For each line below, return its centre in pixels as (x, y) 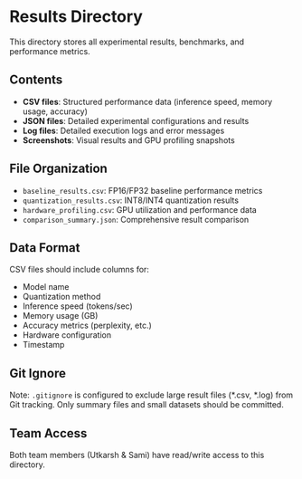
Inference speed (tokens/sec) (77, 306)
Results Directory (76, 17)
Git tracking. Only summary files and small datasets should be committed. (147, 405)
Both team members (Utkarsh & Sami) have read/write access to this (137, 455)
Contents (36, 80)
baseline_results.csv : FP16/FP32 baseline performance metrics (142, 190)
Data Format (45, 248)
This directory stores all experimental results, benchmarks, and (127, 42)
